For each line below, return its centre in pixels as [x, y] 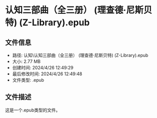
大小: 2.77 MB [26, 61]
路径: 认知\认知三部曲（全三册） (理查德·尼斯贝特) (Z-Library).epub [80, 55]
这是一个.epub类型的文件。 [33, 110]
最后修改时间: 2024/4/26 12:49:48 [47, 74]
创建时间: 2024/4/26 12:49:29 [43, 68]
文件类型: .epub [28, 80]
